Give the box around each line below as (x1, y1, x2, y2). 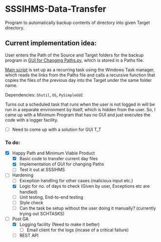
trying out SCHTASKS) (19, 211, 65, 217)
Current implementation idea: (5, 39, 97, 48)
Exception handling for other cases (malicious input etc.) (19, 178, 133, 184)
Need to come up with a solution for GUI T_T (12, 126, 101, 132)
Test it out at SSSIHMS (19, 167, 65, 172)
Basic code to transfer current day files (19, 156, 98, 162)
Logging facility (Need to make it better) (19, 221, 100, 227)
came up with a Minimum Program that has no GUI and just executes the (5, 112, 150, 118)
